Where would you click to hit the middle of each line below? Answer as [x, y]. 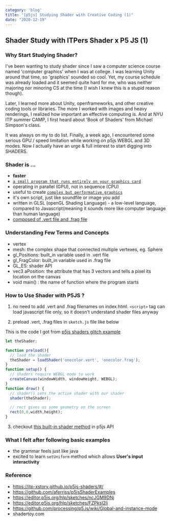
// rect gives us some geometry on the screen [60, 407]
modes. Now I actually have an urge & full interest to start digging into [79, 146]
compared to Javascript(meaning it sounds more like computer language [89, 209]
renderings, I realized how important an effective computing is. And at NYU [84, 114]
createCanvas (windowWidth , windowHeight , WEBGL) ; [64, 379]
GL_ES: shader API [32, 266]
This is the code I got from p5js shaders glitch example [63, 332]
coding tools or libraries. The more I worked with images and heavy [76, 109]
